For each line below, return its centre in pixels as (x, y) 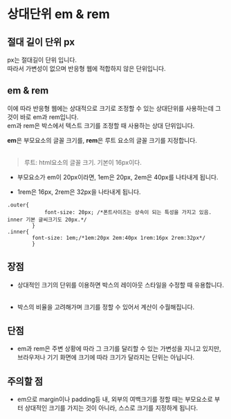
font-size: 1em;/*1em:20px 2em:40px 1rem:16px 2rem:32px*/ (119, 238)
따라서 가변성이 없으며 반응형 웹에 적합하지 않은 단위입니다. (86, 69)
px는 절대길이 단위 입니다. (42, 60)
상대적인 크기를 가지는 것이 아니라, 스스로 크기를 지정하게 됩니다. (111, 408)
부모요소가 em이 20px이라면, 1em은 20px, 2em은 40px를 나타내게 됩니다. (118, 177)
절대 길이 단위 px (41, 42)
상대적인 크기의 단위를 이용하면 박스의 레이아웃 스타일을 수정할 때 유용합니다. (121, 285)
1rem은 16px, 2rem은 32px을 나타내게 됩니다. (79, 192)
